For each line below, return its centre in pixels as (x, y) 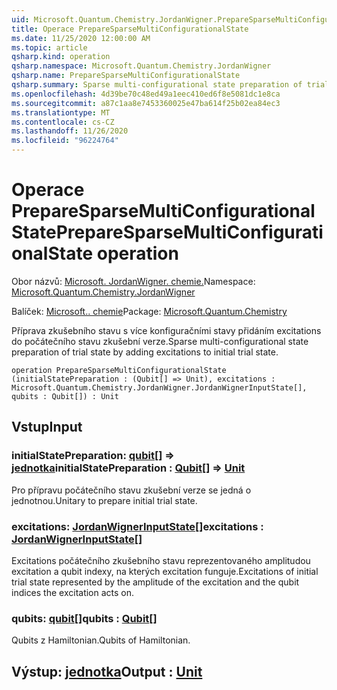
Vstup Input (47, 427)
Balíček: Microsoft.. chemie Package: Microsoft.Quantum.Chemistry (149, 311)
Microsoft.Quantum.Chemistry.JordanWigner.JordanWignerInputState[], (159, 387)
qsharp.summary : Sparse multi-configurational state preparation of (157, 85)
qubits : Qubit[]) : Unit (65, 396)
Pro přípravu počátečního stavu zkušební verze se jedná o (131, 490)
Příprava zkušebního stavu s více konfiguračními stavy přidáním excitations (166, 330)
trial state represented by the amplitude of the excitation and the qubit (155, 582)
